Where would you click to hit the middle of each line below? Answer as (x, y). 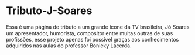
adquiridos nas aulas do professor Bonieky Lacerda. (69, 46)
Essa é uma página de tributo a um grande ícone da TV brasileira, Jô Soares (98, 27)
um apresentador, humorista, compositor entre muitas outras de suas (90, 33)
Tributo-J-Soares (49, 11)
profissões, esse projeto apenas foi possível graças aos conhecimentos (93, 39)
